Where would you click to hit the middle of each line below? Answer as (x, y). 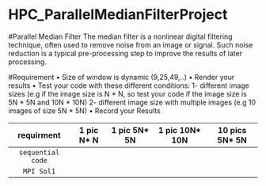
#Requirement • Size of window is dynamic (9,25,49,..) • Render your (122, 77)
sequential (39, 152)
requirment (39, 135)
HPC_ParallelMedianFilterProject (118, 15)
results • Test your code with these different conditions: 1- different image (129, 85)
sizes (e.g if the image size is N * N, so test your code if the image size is (127, 93)
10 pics (232, 130)
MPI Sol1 (39, 171)
